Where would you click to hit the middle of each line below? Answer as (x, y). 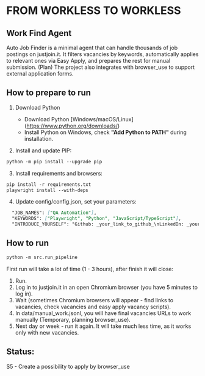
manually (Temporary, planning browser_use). (73, 319)
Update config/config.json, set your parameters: (76, 202)
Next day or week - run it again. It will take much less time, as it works (103, 326)
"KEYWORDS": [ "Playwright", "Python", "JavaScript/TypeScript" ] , (97, 219)
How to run (28, 243)
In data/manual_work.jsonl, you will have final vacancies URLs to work (103, 313)
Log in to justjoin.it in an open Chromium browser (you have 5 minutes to (106, 287)
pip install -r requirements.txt (49, 184)
